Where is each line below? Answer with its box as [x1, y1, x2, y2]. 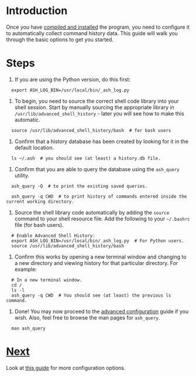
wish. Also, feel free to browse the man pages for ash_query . [14, 314, 160, 321]
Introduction [6, 4, 68, 18]
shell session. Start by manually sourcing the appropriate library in [14, 104, 174, 111]
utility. [14, 172, 29, 179]
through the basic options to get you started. [6, 36, 114, 43]
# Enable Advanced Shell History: [11, 233, 95, 239]
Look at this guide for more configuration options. [6, 364, 126, 371]
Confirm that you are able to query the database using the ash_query [14, 165, 180, 172]
